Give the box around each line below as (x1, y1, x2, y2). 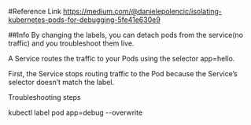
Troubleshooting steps (8, 93, 81, 101)
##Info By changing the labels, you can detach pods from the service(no (8, 31, 244, 39)
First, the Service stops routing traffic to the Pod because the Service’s (8, 69, 238, 78)
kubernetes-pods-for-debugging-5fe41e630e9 (8, 15, 161, 24)
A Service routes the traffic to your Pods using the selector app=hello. (8, 54, 235, 63)
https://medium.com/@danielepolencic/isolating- (62, 7, 222, 16)
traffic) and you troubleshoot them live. (8, 39, 135, 48)
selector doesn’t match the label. (8, 78, 115, 86)
